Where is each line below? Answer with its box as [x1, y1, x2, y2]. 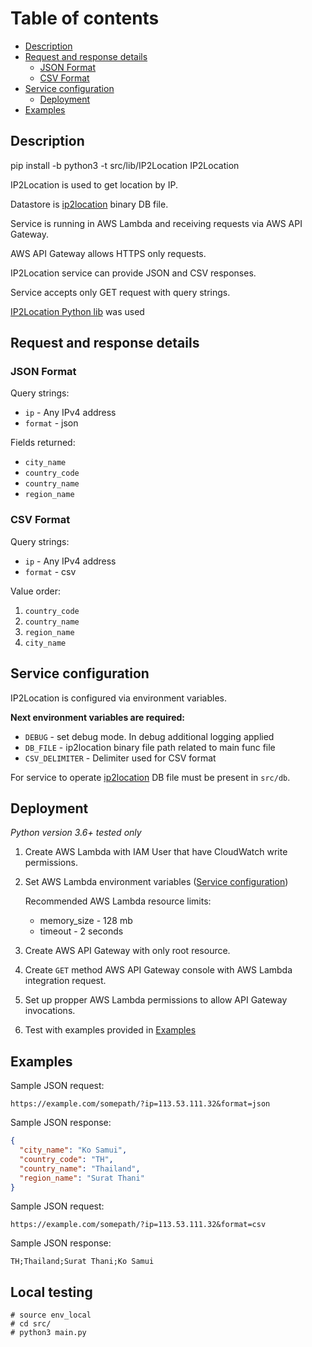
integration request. [24, 975, 107, 987]
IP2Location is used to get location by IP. [10, 178, 178, 191]
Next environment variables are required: [10, 711, 185, 723]
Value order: [10, 585, 62, 597]
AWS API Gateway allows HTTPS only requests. [10, 247, 207, 259]
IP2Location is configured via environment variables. [10, 692, 227, 704]
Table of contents [10, 7, 160, 30]
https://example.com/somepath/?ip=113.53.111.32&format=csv [10, 1220, 267, 1230]
